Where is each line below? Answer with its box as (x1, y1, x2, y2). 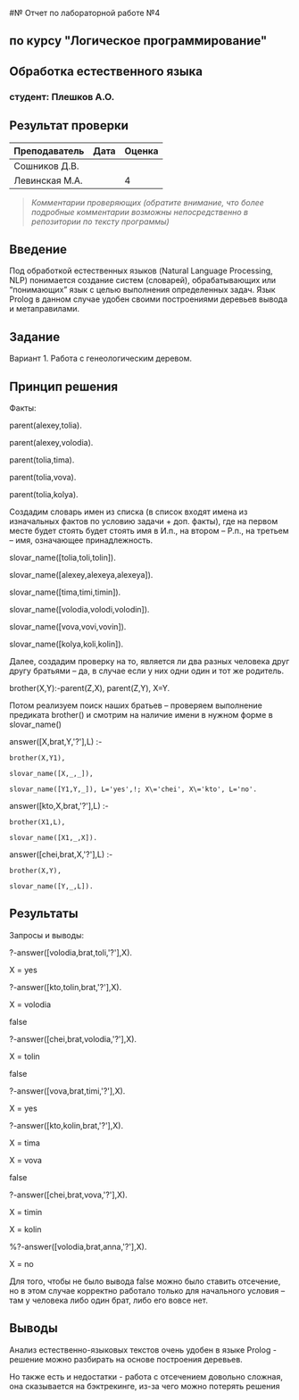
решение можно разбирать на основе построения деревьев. (9, 1354, 243, 1364)
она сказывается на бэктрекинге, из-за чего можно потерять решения (9, 1380, 280, 1391)
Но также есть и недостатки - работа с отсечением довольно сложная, (9, 1371, 283, 1382)
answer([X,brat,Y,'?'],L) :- (9, 736, 103, 746)
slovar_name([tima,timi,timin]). (9, 587, 121, 597)
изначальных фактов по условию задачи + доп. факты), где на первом (9, 515, 278, 526)
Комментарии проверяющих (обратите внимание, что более (30, 196, 265, 208)
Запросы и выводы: (9, 929, 85, 940)
